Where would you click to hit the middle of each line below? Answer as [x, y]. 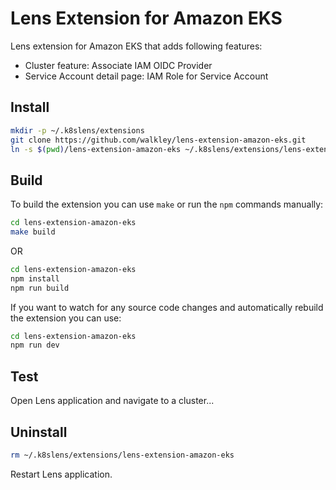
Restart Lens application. [61, 474]
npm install [35, 278]
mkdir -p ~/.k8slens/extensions [77, 130]
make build [33, 232]
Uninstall [39, 432]
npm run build [40, 288]
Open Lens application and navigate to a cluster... [112, 401]
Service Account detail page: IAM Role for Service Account [146, 76]
